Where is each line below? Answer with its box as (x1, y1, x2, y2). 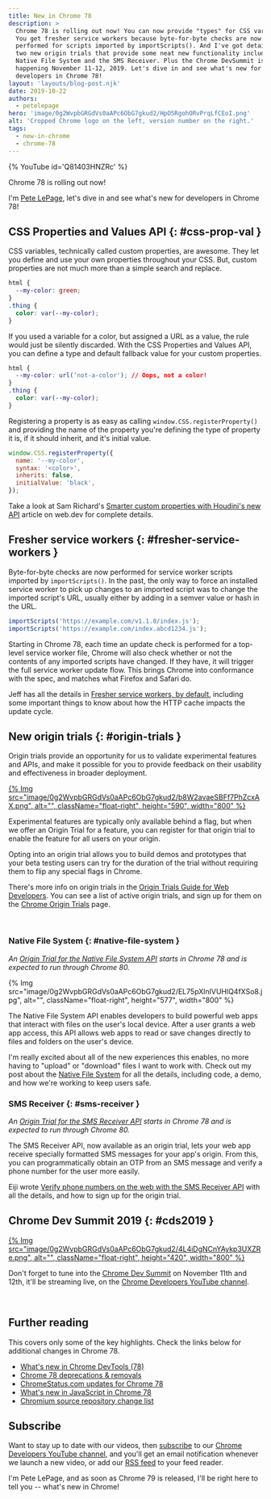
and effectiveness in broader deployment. (8, 768, 148, 778)
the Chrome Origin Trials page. (8, 900, 110, 909)
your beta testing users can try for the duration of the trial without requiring (8, 858, 258, 868)
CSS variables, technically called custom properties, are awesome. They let (8, 246, 260, 256)
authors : (8, 94, 38, 103)
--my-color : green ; (15, 287, 81, 295)
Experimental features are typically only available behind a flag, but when (8, 817, 252, 826)
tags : (8, 124, 27, 132)
